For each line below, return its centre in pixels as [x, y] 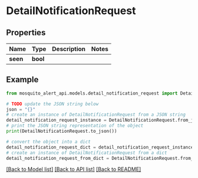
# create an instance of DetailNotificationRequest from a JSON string [96, 115]
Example [22, 80]
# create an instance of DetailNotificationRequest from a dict [87, 153]
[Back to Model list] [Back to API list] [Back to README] [74, 169]
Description [69, 49]
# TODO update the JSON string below [52, 104]
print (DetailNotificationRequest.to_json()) [62, 131]
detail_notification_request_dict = [51, 147]
